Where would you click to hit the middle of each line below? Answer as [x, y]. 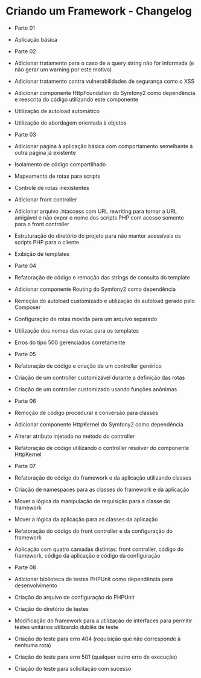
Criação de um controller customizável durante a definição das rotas [100, 377]
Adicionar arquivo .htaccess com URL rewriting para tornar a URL [96, 211]
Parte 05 [25, 354]
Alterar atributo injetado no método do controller [75, 436]
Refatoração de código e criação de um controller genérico [88, 366]
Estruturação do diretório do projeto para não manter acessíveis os [98, 236]
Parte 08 [25, 567]
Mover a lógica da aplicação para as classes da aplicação [86, 519]
